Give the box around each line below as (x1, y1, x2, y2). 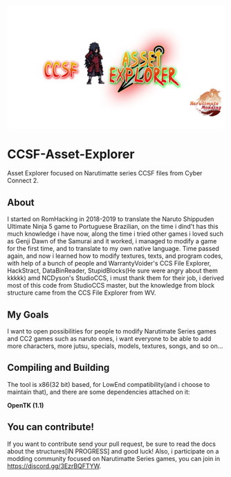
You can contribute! (7, 422, 95, 433)
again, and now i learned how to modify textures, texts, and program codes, (7, 252, 223, 260)
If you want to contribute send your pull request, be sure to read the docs (7, 440, 216, 448)
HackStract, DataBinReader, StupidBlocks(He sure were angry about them (7, 266, 218, 275)
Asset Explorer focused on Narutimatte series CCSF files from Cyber (7, 169, 203, 177)
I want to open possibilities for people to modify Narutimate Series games (7, 327, 216, 336)
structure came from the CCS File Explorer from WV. (7, 288, 156, 297)
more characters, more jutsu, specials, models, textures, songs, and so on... (7, 342, 223, 350)
